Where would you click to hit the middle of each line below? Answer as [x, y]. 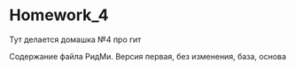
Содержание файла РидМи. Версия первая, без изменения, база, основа [147, 56]
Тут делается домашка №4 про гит [75, 39]
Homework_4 [59, 15]
